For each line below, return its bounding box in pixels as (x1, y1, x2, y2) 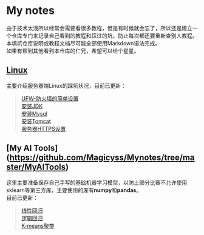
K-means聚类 (21, 222, 55, 229)
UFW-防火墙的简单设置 (21, 94, 79, 102)
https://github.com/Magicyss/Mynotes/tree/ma (9, 153, 195, 163)
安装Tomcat (21, 117, 51, 125)
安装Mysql (21, 110, 47, 117)
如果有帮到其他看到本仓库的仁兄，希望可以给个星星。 (6, 47, 140, 55)
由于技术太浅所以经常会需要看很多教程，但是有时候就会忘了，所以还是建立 (6, 24, 192, 31)
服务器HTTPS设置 (21, 125, 66, 132)
